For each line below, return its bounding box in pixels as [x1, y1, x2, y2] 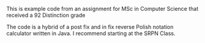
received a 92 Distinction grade [6, 12, 86, 19]
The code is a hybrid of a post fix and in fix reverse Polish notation [6, 24, 174, 30]
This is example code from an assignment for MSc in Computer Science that [6, 5, 199, 12]
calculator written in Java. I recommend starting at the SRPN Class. [6, 30, 176, 37]
